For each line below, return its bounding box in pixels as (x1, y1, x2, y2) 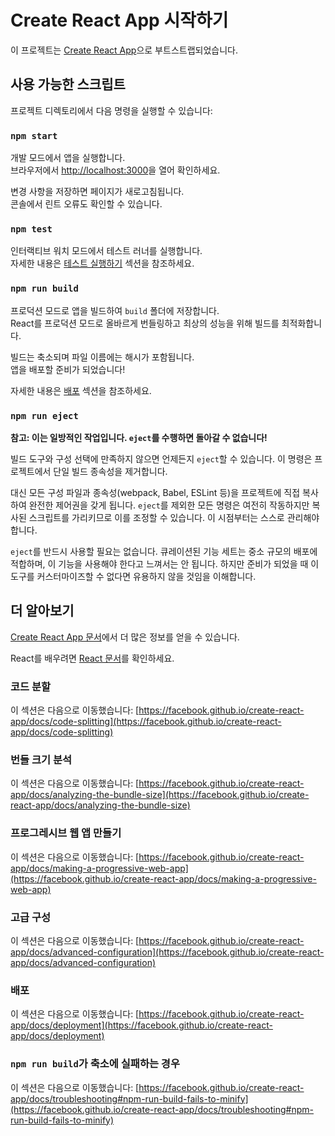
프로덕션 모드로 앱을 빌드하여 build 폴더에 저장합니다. (10, 304, 220, 316)
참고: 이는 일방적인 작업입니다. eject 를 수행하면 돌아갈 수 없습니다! (10, 431, 268, 443)
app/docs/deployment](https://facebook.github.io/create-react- (10, 1019, 273, 1031)
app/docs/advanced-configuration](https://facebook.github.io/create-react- (10, 946, 325, 958)
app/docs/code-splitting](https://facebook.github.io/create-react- (10, 716, 282, 728)
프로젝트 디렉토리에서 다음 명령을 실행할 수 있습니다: (10, 104, 213, 116)
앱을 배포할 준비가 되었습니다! (10, 363, 126, 375)
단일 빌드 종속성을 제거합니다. (53, 465, 168, 477)
